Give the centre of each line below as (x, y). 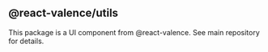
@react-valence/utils (64, 13)
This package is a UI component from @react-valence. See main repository (134, 32)
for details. (26, 41)
